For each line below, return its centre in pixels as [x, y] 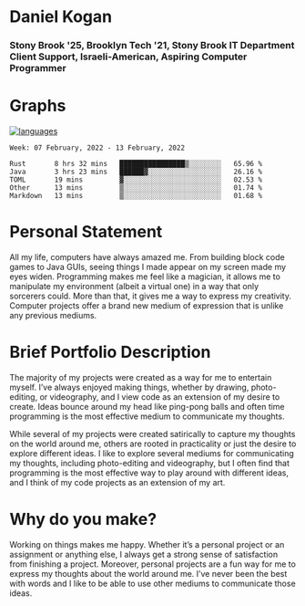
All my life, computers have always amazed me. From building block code [147, 256]
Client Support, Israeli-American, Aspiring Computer [128, 57]
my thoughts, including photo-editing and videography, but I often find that [149, 463]
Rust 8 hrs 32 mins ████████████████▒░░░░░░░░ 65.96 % [136, 164]
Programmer [38, 68]
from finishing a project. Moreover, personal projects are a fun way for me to [152, 564]
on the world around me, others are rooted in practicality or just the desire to [153, 444]
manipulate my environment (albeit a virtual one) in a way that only [134, 286]
